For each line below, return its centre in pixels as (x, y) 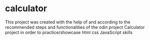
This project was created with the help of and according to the (68, 22)
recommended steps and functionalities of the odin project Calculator (75, 27)
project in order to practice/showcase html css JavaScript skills (69, 32)
